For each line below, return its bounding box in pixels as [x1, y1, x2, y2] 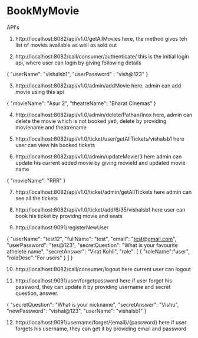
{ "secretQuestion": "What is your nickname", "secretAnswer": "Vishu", [6, 301, 179, 308]
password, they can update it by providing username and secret [15, 283, 171, 290]
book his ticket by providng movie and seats [15, 212, 123, 219]
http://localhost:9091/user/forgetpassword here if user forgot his [15, 277, 173, 284]
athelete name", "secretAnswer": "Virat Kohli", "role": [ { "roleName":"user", [6, 248, 190, 255]
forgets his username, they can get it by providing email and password [15, 325, 187, 332]
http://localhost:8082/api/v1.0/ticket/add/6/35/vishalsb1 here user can [15, 206, 186, 213]
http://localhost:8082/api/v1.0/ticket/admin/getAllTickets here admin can [15, 188, 192, 196]
